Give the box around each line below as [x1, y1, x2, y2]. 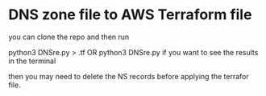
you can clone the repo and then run [8, 32, 130, 42]
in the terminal [8, 56, 56, 66]
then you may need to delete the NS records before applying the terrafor [8, 71, 250, 81]
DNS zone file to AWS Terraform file [8, 6, 252, 24]
